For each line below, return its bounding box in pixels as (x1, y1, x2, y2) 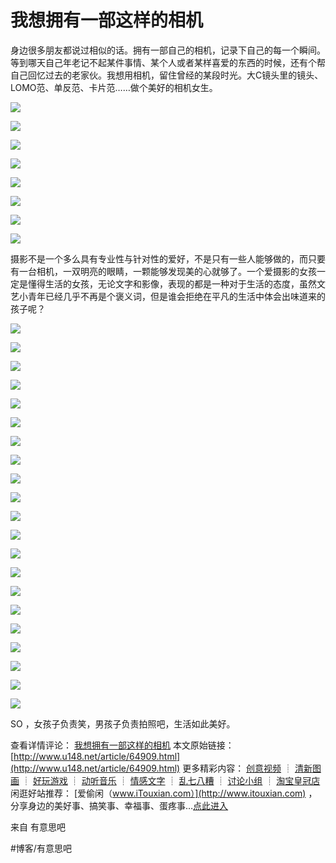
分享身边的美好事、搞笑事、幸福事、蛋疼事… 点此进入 (10, 799, 229, 811)
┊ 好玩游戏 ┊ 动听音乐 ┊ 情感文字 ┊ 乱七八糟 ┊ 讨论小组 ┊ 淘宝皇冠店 (21, 774, 321, 786)
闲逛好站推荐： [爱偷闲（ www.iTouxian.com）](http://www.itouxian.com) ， (10, 787, 318, 799)
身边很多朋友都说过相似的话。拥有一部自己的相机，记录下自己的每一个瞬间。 (10, 44, 326, 56)
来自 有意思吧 (10, 821, 66, 833)
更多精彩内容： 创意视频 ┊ (182, 762, 293, 774)
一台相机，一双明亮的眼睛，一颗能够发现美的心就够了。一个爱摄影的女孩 (18, 265, 317, 277)
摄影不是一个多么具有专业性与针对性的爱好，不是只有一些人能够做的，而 (10, 252, 308, 265)
